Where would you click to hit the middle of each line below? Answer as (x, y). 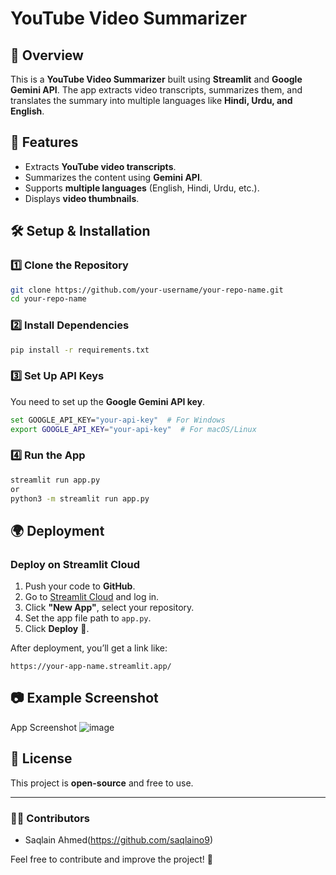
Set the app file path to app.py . (88, 618)
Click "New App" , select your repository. (109, 608)
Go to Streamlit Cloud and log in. (92, 597)
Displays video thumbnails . (82, 198)
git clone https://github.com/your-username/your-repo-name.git (147, 290)
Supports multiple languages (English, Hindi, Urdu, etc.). (142, 188)
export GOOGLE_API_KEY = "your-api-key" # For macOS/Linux (133, 429)
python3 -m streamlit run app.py (80, 498)
